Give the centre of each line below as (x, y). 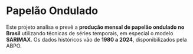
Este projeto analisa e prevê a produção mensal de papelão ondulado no (95, 27)
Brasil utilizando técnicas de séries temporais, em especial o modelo (90, 33)
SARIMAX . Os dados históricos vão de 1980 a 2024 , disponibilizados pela (97, 39)
